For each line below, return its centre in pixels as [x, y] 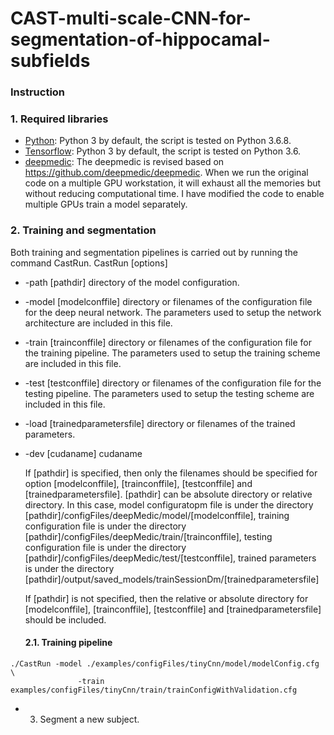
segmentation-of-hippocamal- [140, 39]
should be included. [65, 619]
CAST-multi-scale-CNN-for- [131, 18]
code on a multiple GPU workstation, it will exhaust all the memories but [173, 183]
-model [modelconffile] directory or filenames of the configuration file [168, 301]
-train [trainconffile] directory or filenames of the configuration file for [168, 342]
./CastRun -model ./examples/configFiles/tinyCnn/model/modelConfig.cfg [165, 663]
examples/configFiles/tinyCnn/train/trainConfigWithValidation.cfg [154, 690]
